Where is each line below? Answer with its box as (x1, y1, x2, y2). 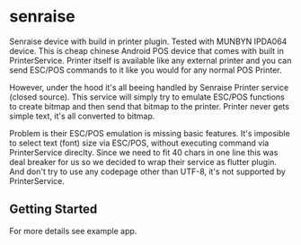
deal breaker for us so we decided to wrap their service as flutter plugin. (9, 156, 277, 167)
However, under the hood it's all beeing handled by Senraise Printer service (9, 82, 289, 92)
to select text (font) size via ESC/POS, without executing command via (9, 137, 270, 148)
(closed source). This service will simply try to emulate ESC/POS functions (9, 92, 285, 102)
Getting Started (9, 202, 98, 217)
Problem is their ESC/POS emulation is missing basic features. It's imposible (9, 127, 290, 138)
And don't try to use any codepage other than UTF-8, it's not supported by (9, 166, 286, 177)
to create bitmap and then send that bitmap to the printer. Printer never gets (9, 101, 290, 111)
